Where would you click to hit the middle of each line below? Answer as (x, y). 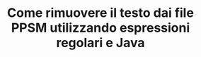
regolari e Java (100, 43)
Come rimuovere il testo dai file (100, 13)
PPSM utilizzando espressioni (100, 28)
